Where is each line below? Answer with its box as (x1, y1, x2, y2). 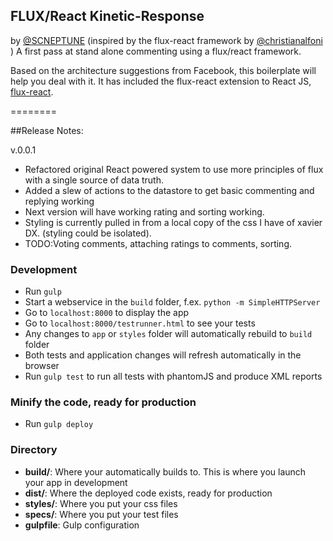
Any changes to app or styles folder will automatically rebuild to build (24, 328, 313, 340)
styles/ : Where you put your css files (24, 497, 178, 509)
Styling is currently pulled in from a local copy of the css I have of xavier (24, 216, 323, 228)
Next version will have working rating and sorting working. (24, 205, 265, 218)
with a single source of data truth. (24, 174, 164, 186)
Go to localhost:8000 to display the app (24, 307, 190, 319)
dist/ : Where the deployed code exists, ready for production (24, 487, 273, 499)
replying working (24, 195, 95, 207)
